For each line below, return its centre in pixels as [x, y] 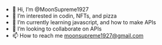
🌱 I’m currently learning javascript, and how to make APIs [84, 22]
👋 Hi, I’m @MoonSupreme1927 [50, 9]
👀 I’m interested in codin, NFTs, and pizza [64, 16]
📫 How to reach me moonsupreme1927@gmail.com [78, 36]
